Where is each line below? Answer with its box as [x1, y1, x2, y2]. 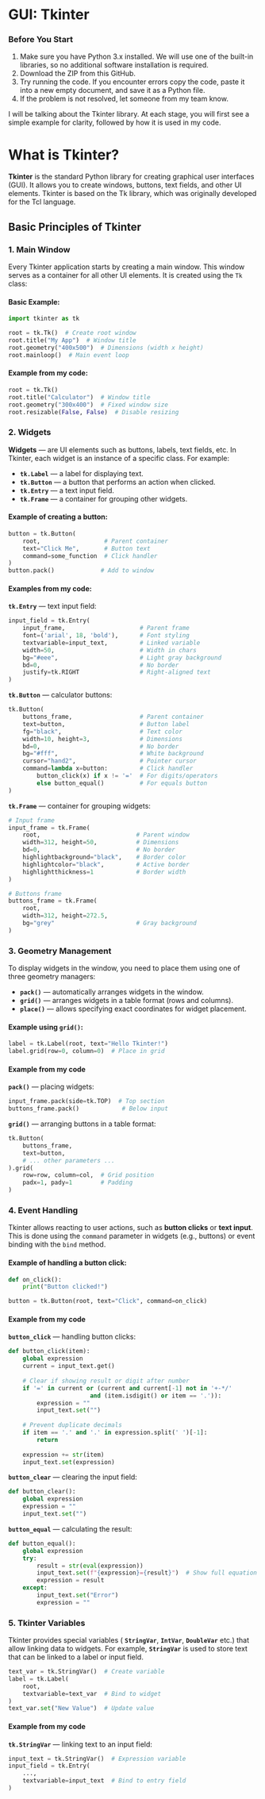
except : [22, 1584, 48, 1592]
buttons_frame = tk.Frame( [8, 897, 98, 905]
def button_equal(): [8, 1540, 77, 1547]
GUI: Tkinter [8, 6, 90, 24]
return [36, 1436, 59, 1443]
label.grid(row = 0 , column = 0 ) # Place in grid [8, 1047, 165, 1055]
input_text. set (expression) [22, 1458, 115, 1466]
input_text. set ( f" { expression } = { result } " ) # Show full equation [36, 1569, 258, 1577]
